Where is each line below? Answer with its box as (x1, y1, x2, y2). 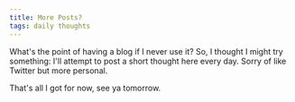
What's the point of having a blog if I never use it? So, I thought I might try (9, 46, 284, 56)
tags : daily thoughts (9, 21, 91, 30)
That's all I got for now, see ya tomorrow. (9, 82, 161, 93)
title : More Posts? (9, 13, 83, 22)
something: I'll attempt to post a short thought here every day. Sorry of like (9, 55, 287, 66)
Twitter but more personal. (9, 64, 108, 76)
